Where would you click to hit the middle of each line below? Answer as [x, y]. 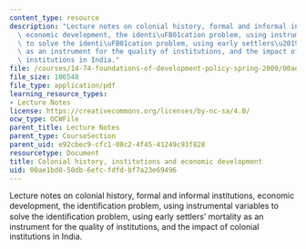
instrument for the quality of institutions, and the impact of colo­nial [134, 227]
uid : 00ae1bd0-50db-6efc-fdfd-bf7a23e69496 [93, 170]
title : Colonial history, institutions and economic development [136, 161]
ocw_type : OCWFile [44, 119]
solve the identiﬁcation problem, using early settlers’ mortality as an [137, 217]
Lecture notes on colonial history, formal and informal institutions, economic [152, 195]
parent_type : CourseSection [63, 136]
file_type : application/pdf [63, 85]
